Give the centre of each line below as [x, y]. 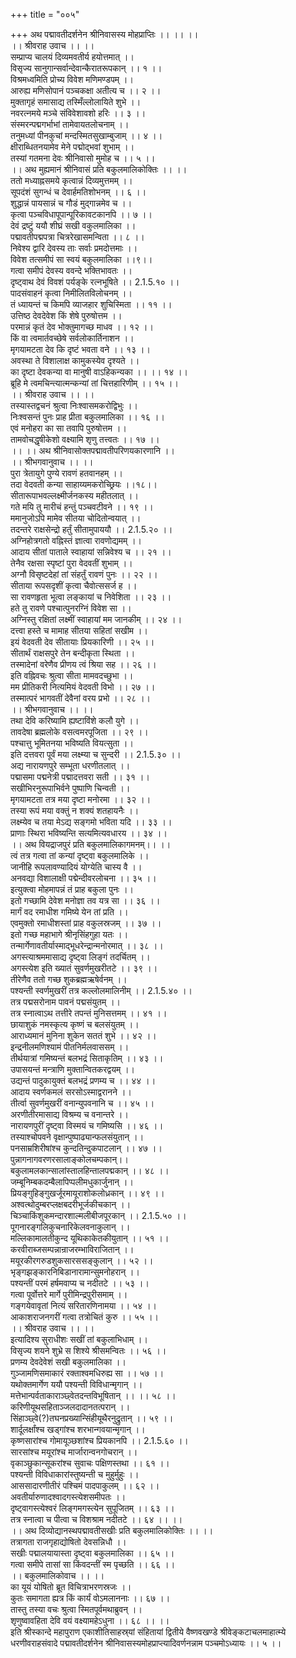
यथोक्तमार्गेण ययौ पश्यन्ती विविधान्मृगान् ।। [76, 1384]
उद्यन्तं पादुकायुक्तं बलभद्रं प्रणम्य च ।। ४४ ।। [83, 1080]
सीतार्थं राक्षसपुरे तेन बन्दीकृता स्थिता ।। [73, 653]
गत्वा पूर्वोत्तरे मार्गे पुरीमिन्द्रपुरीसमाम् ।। [69, 1294]
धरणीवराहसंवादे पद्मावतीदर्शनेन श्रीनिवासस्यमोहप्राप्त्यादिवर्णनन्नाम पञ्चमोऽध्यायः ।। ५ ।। [146, 1643]
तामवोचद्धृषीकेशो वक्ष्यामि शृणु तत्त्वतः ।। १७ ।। [85, 439]
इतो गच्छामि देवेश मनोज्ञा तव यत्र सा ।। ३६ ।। [85, 900]
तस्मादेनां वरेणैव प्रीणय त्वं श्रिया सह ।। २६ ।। [83, 664]
